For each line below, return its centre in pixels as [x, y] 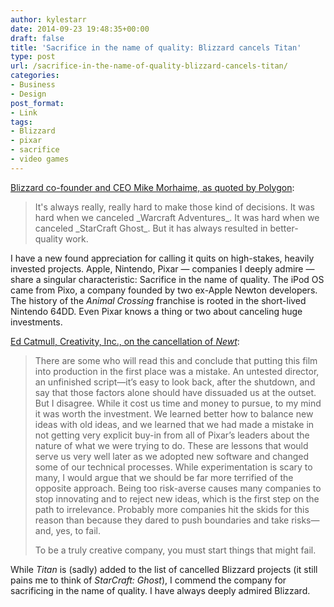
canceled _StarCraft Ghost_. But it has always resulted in [151, 228]
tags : [21, 122]
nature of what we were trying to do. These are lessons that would [171, 445]
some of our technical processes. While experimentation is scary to [173, 467]
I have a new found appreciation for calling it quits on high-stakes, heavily [162, 258]
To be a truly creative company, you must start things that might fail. [175, 550]
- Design [28, 94]
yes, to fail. [78, 530]
